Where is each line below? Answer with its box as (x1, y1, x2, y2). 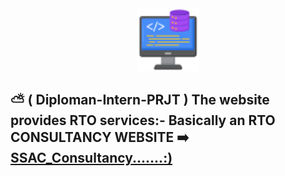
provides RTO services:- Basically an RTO (10, 112, 276, 129)
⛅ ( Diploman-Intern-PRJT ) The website (10, 92, 270, 109)
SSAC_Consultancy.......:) (10, 150, 173, 167)
